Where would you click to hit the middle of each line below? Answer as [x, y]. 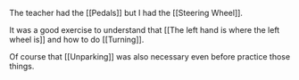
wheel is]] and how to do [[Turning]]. [77, 40]
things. [22, 66]
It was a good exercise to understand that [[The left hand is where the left [145, 30]
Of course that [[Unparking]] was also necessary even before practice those [150, 56]
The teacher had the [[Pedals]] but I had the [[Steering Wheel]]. [126, 13]
